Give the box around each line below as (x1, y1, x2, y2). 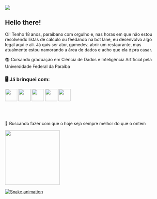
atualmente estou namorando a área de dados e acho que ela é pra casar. (5, 47, 153, 52)
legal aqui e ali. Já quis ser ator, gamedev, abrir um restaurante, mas (5, 41, 141, 48)
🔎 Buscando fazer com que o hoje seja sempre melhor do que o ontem (5, 121, 146, 127)
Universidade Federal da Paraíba (5, 63, 70, 69)
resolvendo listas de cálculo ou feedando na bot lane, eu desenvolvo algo (5, 36, 152, 42)
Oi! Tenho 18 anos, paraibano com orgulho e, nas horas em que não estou (5, 31, 153, 37)
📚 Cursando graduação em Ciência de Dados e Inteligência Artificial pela (5, 56, 152, 62)
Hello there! (5, 18, 41, 27)
